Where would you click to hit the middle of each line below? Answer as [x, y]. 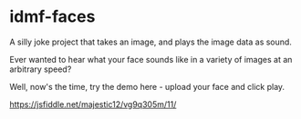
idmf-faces [52, 17]
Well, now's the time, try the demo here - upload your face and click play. [147, 86]
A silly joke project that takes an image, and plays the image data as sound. [150, 42]
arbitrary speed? [41, 69]
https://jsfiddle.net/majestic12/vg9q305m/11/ [93, 104]
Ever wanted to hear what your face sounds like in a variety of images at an [151, 59]
